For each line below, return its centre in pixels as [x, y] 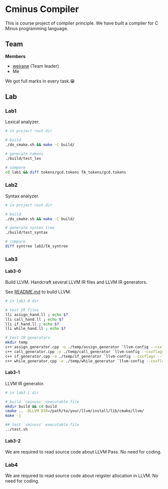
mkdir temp [16, 342]
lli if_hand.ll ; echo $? [32, 324]
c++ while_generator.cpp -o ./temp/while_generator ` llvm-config [74, 361]
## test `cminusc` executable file [42, 425]
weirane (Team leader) [36, 66]
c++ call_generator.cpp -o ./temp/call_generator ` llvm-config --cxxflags [85, 352]
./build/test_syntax [27, 232]
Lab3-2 [13, 441]
